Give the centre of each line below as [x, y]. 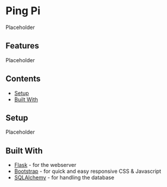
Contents [23, 79]
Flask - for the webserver [45, 165]
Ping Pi [23, 11]
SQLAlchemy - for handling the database [64, 178]
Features [22, 46]
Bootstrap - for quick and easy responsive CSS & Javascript [88, 171]
